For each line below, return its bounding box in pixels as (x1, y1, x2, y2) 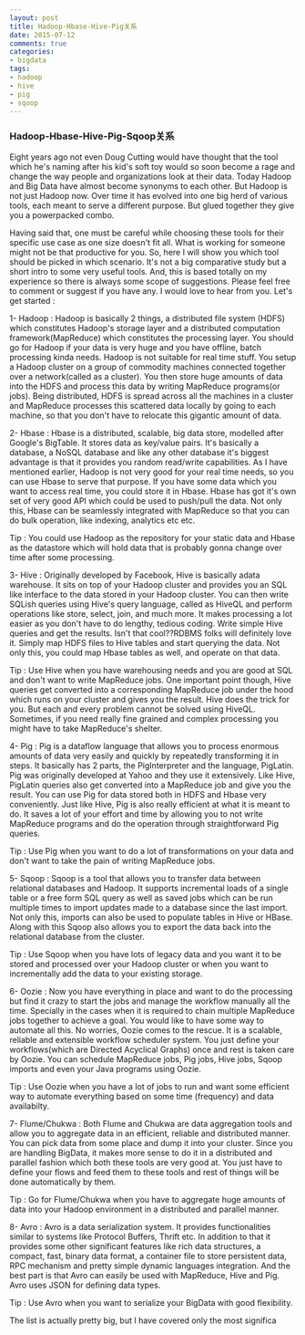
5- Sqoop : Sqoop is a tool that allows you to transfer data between (9, 872, 261, 883)
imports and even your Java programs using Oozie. (9, 1063, 202, 1074)
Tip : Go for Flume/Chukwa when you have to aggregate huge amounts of (9, 1194, 286, 1205)
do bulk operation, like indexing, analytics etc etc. (9, 515, 196, 526)
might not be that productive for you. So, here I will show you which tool (9, 246, 280, 257)
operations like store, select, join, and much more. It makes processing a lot (9, 608, 293, 619)
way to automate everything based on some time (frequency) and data (9, 1090, 275, 1101)
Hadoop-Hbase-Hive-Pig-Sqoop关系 (9, 130, 175, 142)
